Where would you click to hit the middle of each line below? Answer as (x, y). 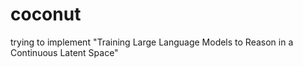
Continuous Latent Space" (64, 52)
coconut (46, 14)
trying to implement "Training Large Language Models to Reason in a (152, 42)
